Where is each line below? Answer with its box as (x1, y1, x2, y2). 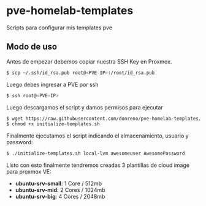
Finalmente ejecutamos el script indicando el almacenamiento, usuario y (6, 132, 189, 139)
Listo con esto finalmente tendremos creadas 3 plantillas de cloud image (6, 161, 190, 169)
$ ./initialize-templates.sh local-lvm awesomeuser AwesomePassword (6, 150, 185, 156)
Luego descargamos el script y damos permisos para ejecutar (6, 103, 164, 111)
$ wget (6, 116, 23, 122)
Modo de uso (6, 42, 57, 52)
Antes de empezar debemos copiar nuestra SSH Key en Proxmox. (6, 57, 172, 65)
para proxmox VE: (6, 168, 52, 175)
